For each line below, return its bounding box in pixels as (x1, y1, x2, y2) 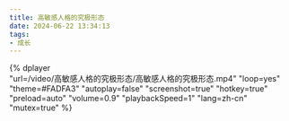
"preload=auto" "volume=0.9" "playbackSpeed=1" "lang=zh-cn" (9, 93, 248, 104)
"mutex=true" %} (9, 102, 74, 113)
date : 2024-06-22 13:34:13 (9, 22, 110, 30)
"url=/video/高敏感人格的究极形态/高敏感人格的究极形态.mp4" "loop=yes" (9, 73, 281, 84)
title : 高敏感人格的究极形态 (9, 13, 105, 22)
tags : (9, 30, 30, 39)
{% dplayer (9, 63, 51, 73)
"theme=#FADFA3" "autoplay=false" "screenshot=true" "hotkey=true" (9, 83, 268, 94)
